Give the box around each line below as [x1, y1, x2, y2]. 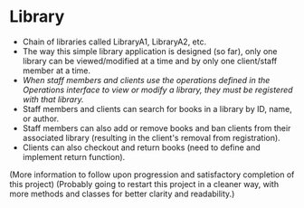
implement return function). [22, 151, 126, 162]
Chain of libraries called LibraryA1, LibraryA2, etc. [22, 36, 206, 47]
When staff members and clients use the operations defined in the [22, 74, 271, 85]
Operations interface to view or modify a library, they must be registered [22, 84, 293, 95]
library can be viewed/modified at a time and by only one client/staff [22, 55, 278, 66]
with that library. [22, 93, 84, 105]
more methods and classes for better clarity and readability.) [9, 188, 235, 199]
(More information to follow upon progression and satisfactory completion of [9, 169, 295, 180]
